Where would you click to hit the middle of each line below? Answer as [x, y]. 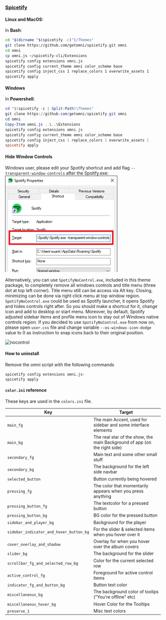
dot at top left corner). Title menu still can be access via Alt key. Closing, [79, 290]
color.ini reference [26, 390]
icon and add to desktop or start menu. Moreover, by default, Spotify [75, 311]
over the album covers [116, 547]
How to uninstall [22, 354]
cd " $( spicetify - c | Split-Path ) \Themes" [49, 109]
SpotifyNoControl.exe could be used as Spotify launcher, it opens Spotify [80, 301]
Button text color [110, 585]
